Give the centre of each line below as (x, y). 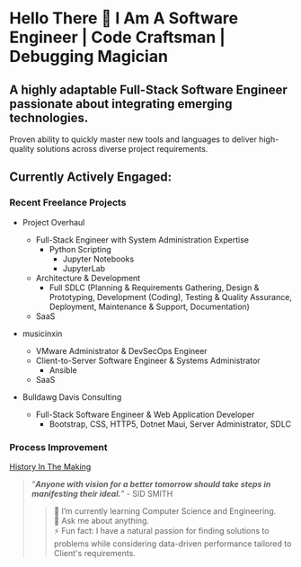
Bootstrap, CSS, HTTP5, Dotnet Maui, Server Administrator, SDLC (170, 424)
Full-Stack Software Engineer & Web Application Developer (145, 414)
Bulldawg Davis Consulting (72, 397)
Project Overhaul (53, 222)
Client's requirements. (95, 553)
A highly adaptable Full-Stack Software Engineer (148, 89)
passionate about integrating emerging (121, 104)
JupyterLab (84, 268)
